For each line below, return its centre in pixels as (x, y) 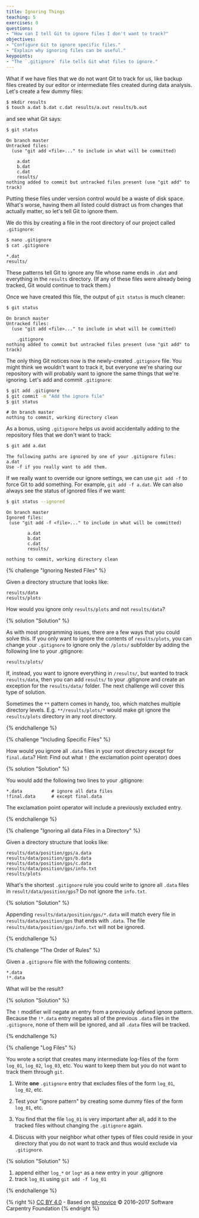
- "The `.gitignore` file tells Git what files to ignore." (82, 61)
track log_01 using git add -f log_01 (61, 1179)
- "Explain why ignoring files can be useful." (66, 51)
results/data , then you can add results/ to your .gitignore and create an (96, 680)
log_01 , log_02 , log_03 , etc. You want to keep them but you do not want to (97, 1066)
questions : (20, 28)
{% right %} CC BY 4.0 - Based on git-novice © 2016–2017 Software (90, 1202)
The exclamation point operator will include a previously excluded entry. (94, 808)
